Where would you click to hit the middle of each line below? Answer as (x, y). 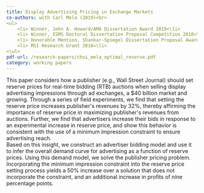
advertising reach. (29, 138)
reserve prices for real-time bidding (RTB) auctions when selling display (96, 86)
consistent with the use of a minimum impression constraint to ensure (93, 132)
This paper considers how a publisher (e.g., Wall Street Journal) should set (100, 80)
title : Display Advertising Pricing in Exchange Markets (80, 12)
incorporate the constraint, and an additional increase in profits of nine (94, 177)
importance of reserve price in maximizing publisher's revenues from (93, 112)
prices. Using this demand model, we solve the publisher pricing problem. (99, 157)
